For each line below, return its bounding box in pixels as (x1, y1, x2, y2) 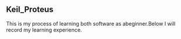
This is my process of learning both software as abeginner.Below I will (6, 20, 176, 27)
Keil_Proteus (6, 5, 54, 15)
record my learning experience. (6, 26, 82, 33)
